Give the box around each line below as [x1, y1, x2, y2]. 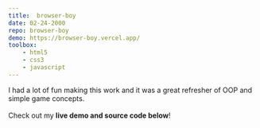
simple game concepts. [8, 93, 85, 103]
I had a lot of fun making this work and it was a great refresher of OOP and [8, 85, 253, 95]
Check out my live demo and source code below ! [8, 111, 171, 120]
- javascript [22, 64, 66, 72]
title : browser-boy [8, 11, 77, 20]
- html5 [22, 48, 48, 56]
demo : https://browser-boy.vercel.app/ [8, 33, 141, 42]
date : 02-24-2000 [8, 19, 66, 27]
